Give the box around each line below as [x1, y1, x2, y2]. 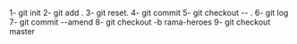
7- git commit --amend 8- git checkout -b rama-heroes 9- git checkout [9, 17, 271, 27]
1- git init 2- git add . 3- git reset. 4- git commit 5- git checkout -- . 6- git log [9, 8, 289, 18]
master [9, 26, 36, 36]
